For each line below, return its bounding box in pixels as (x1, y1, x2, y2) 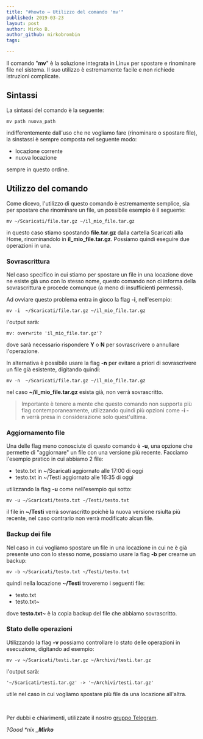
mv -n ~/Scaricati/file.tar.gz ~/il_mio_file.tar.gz (6, 377, 146, 384)
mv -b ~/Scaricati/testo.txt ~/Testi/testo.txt (6, 568, 130, 575)
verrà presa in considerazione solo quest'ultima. (26, 413, 148, 420)
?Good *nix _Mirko (6, 726, 54, 733)
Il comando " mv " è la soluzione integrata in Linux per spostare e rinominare (6, 59, 196, 67)
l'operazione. (6, 347, 40, 355)
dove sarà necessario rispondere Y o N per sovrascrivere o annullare (6, 341, 180, 348)
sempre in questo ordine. (6, 166, 69, 173)
